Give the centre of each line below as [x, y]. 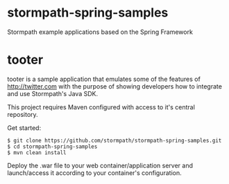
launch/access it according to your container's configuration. [94, 173]
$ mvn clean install [37, 153]
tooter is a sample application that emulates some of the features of [104, 79]
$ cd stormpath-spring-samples [52, 147]
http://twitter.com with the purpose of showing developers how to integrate [114, 86]
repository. [23, 114]
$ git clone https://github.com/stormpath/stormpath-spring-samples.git [114, 140]
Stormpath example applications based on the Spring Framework [100, 32]
